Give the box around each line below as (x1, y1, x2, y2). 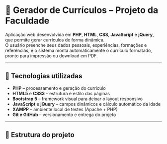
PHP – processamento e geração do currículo (12, 85, 106, 91)
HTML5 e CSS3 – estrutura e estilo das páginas (12, 90, 110, 96)
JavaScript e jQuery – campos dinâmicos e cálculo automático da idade (12, 101, 161, 107)
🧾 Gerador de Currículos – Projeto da (5, 4, 159, 16)
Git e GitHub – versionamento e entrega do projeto (12, 112, 116, 118)
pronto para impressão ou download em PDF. (5, 52, 98, 59)
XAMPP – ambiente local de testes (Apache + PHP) (12, 106, 118, 112)
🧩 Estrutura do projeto (5, 131, 75, 139)
